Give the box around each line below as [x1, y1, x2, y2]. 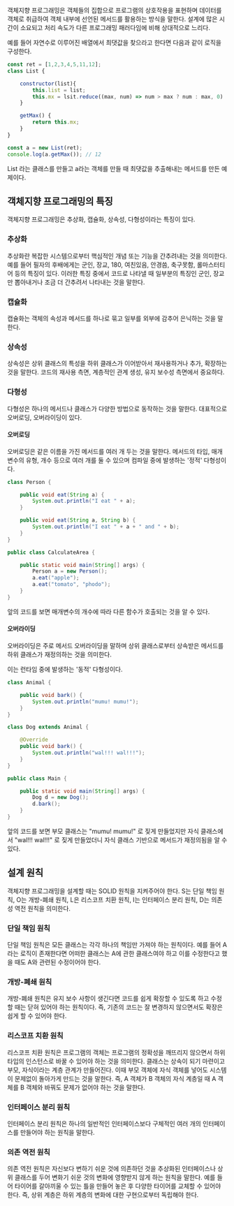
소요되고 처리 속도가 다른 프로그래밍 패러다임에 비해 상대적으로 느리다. [20, 24, 211, 31]
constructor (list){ [20, 80, 77, 87]
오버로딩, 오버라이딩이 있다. [7, 413, 82, 421]
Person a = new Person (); [32, 568, 108, 575]
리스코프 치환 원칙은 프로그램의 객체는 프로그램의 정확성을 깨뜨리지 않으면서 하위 [7, 1048, 226, 1057]
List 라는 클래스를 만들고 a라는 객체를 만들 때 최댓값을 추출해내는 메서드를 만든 [7, 164, 220, 172]
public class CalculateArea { [7, 549, 96, 556]
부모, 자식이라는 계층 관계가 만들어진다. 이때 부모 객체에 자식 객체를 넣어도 [7, 1066, 208, 1074]
